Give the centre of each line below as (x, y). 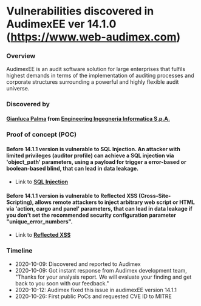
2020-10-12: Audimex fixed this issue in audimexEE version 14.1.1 (96, 290)
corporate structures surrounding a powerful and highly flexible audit (93, 82)
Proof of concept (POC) (42, 134)
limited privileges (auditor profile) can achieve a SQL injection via (90, 155)
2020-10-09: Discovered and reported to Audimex (78, 264)
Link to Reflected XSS (43, 235)
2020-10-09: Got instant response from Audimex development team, (101, 270)
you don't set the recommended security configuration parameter (91, 215)
